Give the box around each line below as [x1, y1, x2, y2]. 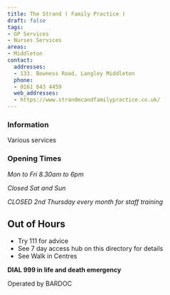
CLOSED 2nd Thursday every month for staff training [7, 197, 164, 206]
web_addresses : [14, 90, 59, 97]
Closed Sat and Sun [7, 183, 66, 192]
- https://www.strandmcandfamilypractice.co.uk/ [14, 97, 161, 104]
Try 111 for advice [17, 237, 69, 245]
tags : [7, 23, 23, 31]
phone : [14, 76, 33, 84]
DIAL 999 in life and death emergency [7, 266, 122, 274]
